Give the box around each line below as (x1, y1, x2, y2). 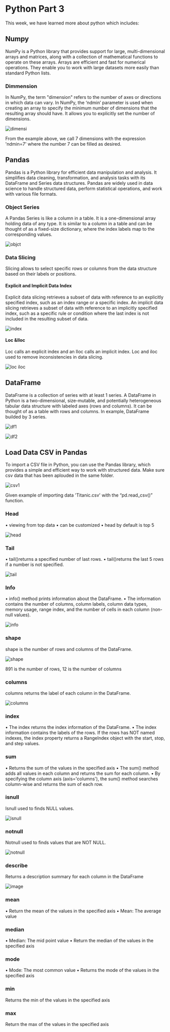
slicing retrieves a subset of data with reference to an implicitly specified (5, 305, 158, 311)
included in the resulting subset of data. (5, 315, 89, 321)
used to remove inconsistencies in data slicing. (5, 354, 103, 360)
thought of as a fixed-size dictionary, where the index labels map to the (5, 226, 155, 232)
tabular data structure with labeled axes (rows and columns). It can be (5, 403, 152, 409)
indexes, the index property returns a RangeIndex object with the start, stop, (5, 735, 165, 741)
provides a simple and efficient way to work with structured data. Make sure (5, 467, 165, 473)
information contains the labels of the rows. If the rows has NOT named (5, 729, 155, 736)
